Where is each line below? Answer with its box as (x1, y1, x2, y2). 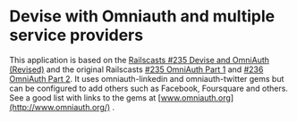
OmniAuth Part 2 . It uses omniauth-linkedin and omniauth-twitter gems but (9, 73, 284, 84)
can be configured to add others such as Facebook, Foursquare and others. (9, 83, 289, 93)
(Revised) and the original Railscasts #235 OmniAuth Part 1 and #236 (9, 64, 264, 75)
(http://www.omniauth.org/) (9, 101, 111, 112)
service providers (9, 25, 144, 45)
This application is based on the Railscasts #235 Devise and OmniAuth (9, 54, 270, 65)
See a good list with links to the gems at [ (9, 92, 161, 103)
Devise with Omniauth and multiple (9, 6, 276, 27)
